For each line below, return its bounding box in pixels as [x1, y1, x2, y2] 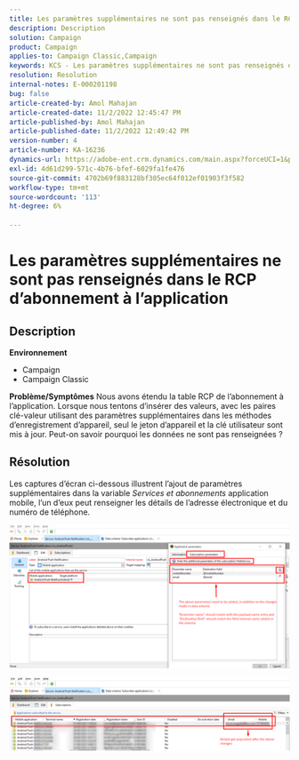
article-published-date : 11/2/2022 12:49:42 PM [9, 127, 190, 136]
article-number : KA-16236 [9, 146, 105, 155]
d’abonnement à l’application [9, 289, 229, 308]
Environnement [9, 348, 68, 357]
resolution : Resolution [9, 71, 98, 80]
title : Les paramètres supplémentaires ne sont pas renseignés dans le [9, 14, 280, 23]
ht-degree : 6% [9, 202, 62, 211]
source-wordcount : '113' [9, 192, 101, 202]
